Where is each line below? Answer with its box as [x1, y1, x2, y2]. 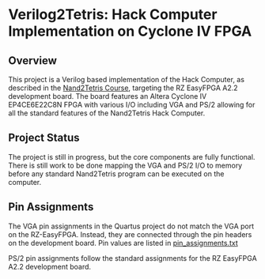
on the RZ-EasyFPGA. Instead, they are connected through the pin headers [8, 229, 252, 239]
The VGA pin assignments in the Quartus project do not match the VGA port [8, 221, 255, 231]
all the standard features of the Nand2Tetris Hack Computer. [8, 108, 206, 118]
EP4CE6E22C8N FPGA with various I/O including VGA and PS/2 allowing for [8, 100, 256, 109]
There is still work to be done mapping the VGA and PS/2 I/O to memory [8, 160, 243, 170]
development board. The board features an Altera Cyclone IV [8, 92, 207, 100]
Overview [8, 54, 58, 67]
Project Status [8, 131, 81, 145]
